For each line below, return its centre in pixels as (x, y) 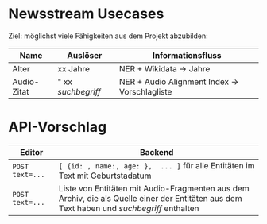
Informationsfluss (187, 55)
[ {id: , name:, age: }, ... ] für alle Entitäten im (157, 165)
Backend (157, 152)
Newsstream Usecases (86, 14)
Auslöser (85, 55)
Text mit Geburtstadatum (105, 176)
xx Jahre (74, 68)
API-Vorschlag (58, 127)
